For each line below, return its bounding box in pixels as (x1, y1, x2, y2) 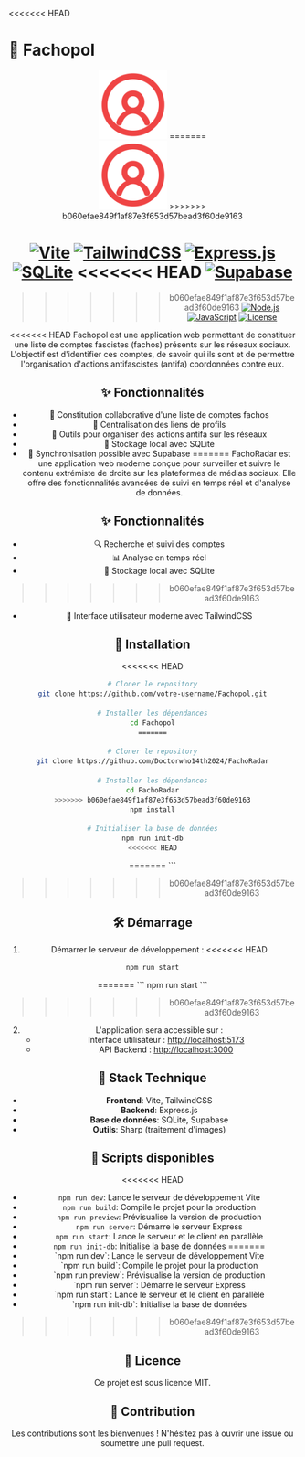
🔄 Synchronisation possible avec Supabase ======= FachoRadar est (27, 448, 291, 459)
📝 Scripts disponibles (90, 1150, 215, 1165)
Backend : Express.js (121, 1104, 198, 1115)
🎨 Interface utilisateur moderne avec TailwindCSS (66, 610, 253, 621)
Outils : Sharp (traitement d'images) (92, 1123, 226, 1134)
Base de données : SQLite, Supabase (89, 1114, 229, 1125)
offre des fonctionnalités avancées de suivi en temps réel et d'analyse (27, 477, 291, 488)
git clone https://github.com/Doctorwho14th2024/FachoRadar (35, 757, 270, 766)
